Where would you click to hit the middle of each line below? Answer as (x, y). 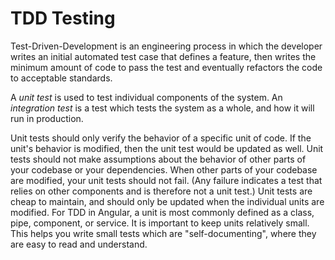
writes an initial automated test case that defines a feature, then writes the (163, 56)
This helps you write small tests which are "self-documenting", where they (163, 233)
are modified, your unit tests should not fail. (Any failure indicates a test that (166, 180)
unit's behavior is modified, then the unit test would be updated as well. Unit (167, 148)
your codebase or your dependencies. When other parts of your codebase (164, 169)
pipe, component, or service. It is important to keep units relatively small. (160, 223)
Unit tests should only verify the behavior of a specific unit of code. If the (161, 138)
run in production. (47, 118)
